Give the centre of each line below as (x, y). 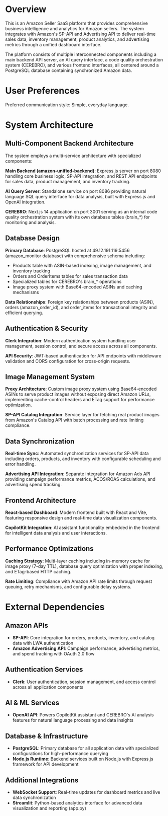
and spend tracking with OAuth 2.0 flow (53, 653)
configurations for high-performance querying (60, 754)
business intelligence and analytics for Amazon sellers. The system (75, 28)
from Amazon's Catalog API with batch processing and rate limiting (74, 420)
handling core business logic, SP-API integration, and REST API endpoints (81, 176)
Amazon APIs (27, 625)
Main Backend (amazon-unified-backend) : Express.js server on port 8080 (83, 171)
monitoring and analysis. (31, 222)
